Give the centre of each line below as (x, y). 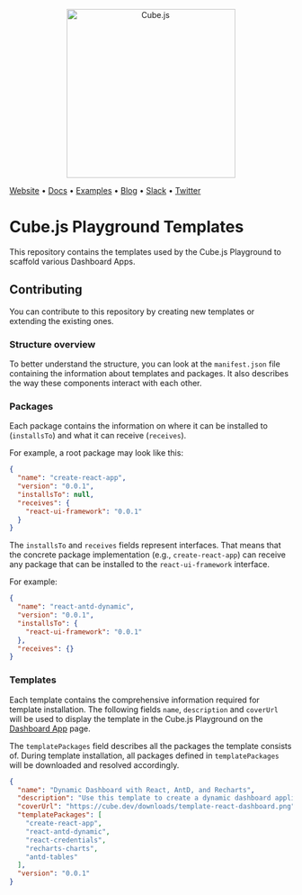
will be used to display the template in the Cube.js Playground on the (136, 719)
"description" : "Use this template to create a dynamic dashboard (144, 798)
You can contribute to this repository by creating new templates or (132, 312)
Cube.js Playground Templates (127, 227)
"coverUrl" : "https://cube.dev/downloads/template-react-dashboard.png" (156, 807)
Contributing (46, 289)
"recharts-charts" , (62, 848)
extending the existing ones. (62, 321)
